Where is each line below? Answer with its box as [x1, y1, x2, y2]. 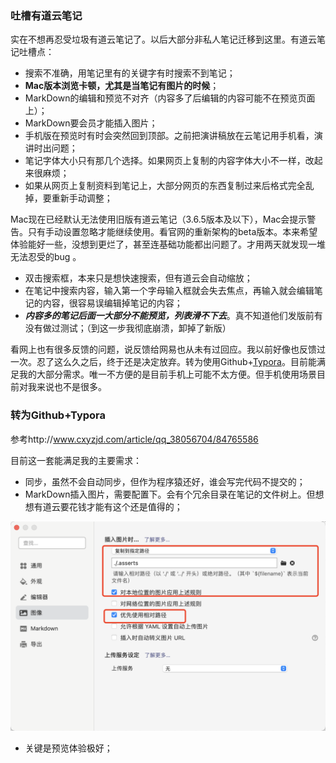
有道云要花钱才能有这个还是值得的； [33, 500, 183, 512]
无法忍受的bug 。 [10, 251, 82, 263]
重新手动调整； [51, 192, 113, 204]
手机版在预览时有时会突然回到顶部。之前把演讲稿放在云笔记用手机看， [24, 130, 315, 142]
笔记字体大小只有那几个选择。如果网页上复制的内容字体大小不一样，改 [24, 155, 315, 167]
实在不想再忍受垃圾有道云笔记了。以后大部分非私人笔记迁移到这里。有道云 [10, 33, 317, 46]
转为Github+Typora [10, 408, 107, 422]
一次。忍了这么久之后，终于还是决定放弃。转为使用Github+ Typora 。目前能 [10, 356, 317, 368]
